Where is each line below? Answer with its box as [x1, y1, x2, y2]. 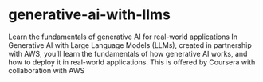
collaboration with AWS [8, 65, 85, 75]
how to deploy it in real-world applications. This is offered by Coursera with [8, 57, 256, 67]
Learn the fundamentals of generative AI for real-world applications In [8, 32, 237, 41]
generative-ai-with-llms [8, 6, 171, 24]
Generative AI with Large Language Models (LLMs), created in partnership [8, 40, 253, 49]
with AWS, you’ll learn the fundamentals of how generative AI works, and [8, 49, 248, 58]
